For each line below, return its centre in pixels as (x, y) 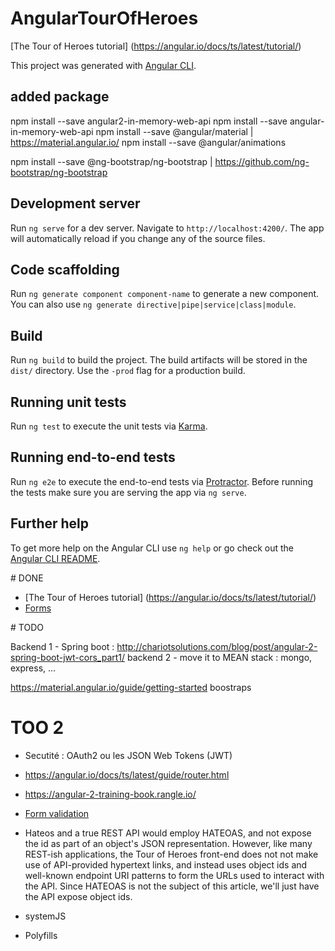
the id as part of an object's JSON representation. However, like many (168, 843)
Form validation (57, 813)
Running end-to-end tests (93, 457)
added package (60, 97)
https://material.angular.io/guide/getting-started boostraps (131, 687)
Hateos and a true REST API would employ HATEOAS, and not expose (168, 833)
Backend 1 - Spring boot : (62, 646)
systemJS (45, 916)
